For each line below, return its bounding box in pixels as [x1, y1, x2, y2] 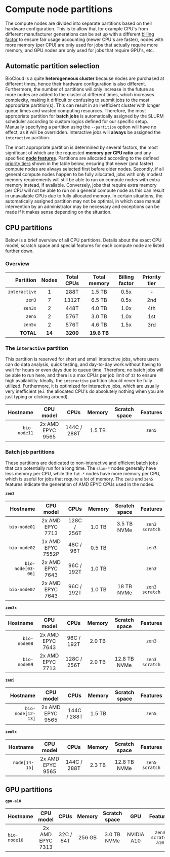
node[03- [14, 566, 35, 572]
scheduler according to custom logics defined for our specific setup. [5, 118, 148, 125]
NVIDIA [127, 831, 145, 838]
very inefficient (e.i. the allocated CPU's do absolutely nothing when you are [5, 388, 164, 394]
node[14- [13, 760, 34, 765]
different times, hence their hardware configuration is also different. [5, 80, 147, 87]
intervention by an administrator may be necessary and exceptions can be [5, 203, 160, 210]
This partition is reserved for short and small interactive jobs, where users [5, 356, 159, 362]
